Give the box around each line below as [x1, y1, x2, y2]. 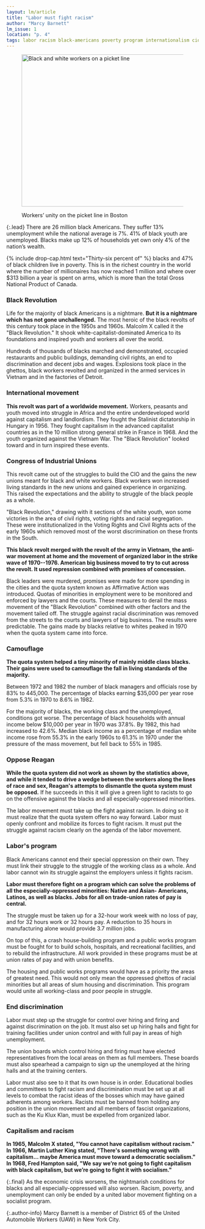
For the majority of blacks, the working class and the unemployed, [6, 708, 173, 715]
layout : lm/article [6, 9, 56, 15]
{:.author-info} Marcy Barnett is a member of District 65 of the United [6, 1209, 180, 1217]
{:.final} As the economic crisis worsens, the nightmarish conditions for [6, 1178, 185, 1186]
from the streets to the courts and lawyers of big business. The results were [6, 616, 197, 623]
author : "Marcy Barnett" [6, 20, 70, 26]
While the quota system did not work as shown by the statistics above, [6, 769, 189, 777]
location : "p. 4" [6, 32, 51, 38]
